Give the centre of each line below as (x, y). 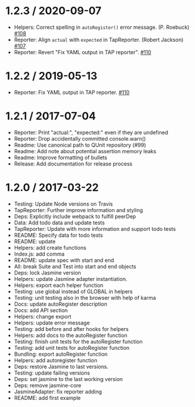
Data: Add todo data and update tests (59, 223)
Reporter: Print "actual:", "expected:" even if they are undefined (91, 132)
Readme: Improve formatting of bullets (60, 157)
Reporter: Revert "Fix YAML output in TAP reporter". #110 (83, 52)
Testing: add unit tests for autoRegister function (72, 348)
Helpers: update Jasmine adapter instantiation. (70, 279)
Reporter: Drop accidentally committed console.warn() (80, 138)
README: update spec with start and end (64, 260)
